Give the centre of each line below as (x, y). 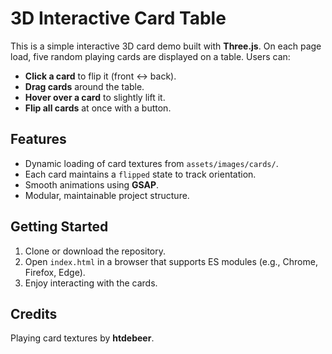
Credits (34, 313)
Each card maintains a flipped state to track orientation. (140, 174)
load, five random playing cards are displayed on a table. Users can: (150, 56)
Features (38, 139)
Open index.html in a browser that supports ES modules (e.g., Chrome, (171, 261)
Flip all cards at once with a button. (98, 108)
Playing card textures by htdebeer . (82, 338)
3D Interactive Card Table (118, 18)
